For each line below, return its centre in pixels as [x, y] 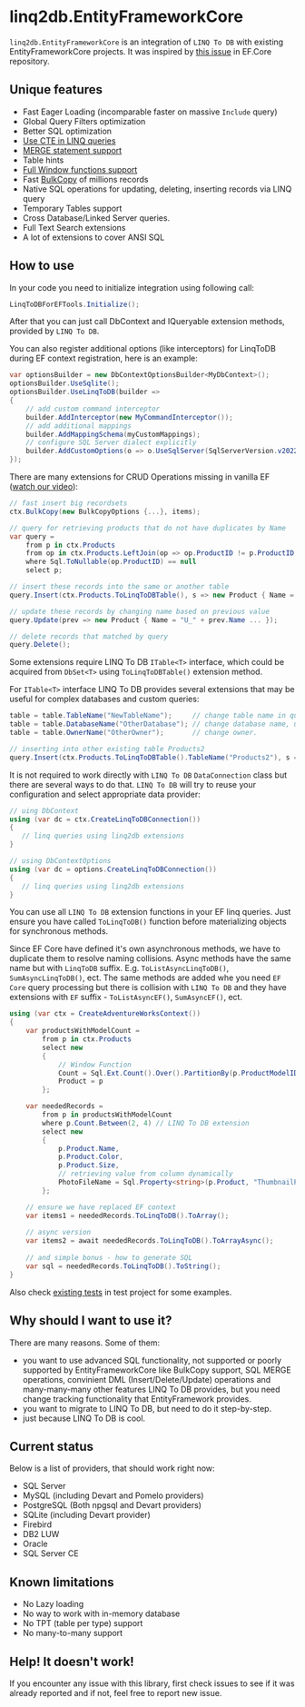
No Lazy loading [53, 1604]
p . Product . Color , [91, 1157]
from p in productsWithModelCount [107, 1115]
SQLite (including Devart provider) [87, 1515]
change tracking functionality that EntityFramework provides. [137, 1399]
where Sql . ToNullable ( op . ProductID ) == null [111, 562]
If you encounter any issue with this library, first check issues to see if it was [152, 1683]
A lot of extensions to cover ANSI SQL [93, 237]
